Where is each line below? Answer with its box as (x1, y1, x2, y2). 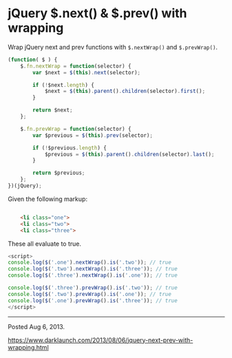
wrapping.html (8, 343, 49, 351)
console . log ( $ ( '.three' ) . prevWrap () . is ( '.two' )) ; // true (8, 284, 178, 291)
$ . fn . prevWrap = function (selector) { (20, 125, 131, 132)
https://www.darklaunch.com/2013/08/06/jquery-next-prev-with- (8, 336, 193, 344)
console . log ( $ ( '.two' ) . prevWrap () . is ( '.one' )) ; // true (8, 291, 171, 297)
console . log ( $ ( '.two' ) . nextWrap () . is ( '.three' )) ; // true (8, 266, 178, 273)
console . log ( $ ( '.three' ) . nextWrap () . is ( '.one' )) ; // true (8, 272, 178, 279)
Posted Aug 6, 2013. (8, 322, 65, 330)
